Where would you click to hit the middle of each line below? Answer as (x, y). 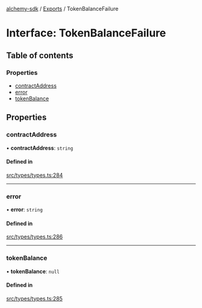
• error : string (25, 210)
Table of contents (40, 55)
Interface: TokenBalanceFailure (86, 33)
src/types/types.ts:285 (35, 298)
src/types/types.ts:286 (35, 237)
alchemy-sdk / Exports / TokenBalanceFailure (63, 9)
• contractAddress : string (40, 148)
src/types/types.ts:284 (35, 175)
